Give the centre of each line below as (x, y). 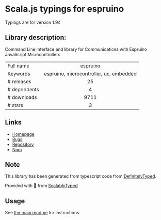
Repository (23, 144)
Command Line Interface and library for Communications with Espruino (76, 49)
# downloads (22, 97)
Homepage (23, 134)
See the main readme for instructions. (43, 213)
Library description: (36, 38)
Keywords (19, 74)
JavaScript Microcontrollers (33, 54)
